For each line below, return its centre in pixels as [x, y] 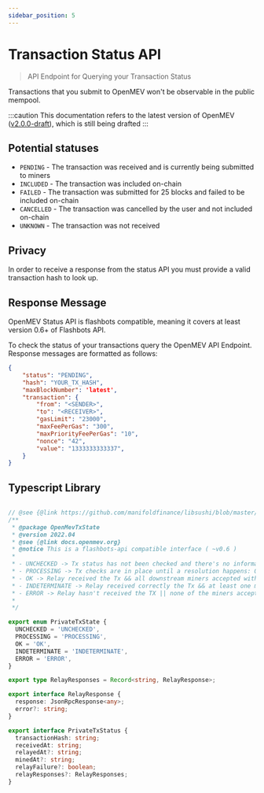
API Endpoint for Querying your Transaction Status [109, 76]
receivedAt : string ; [49, 745]
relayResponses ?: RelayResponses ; [71, 775]
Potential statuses [54, 148]
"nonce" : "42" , [61, 441]
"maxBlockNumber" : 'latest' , [70, 390]
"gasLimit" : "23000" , [72, 419]
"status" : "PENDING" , [57, 375]
